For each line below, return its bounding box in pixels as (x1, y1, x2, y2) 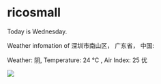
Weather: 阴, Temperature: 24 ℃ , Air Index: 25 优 (7, 56, 148, 64)
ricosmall (7, 5, 61, 20)
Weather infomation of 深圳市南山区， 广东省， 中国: (7, 41, 155, 49)
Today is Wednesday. (7, 27, 68, 36)
